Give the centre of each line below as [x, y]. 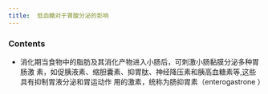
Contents [27, 43]
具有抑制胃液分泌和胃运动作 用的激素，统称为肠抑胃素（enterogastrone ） [142, 81]
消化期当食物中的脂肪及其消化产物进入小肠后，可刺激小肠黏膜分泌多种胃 [139, 61]
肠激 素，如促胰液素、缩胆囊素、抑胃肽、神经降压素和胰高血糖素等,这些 [138, 72]
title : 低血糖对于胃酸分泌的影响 [59, 16]
